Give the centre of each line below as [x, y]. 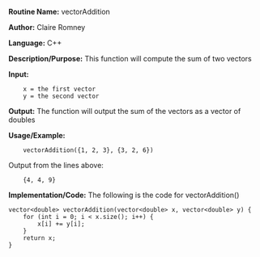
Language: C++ [35, 43]
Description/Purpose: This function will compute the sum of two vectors [130, 59]
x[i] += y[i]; [61, 224]
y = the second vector [61, 96]
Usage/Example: [37, 135]
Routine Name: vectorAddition [60, 12]
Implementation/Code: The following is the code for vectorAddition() [124, 195]
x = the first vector [59, 89]
